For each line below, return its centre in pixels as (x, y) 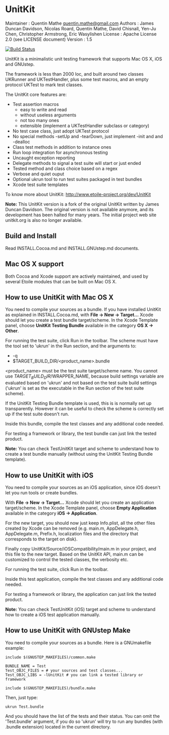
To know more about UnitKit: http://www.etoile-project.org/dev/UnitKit (78, 194)
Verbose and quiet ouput (38, 174)
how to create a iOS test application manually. (53, 615)
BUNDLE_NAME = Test (26, 666)
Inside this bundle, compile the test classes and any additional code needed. (84, 424)
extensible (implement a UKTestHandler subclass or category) (85, 126)
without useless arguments (48, 115)
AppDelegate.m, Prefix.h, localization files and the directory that (72, 533)
